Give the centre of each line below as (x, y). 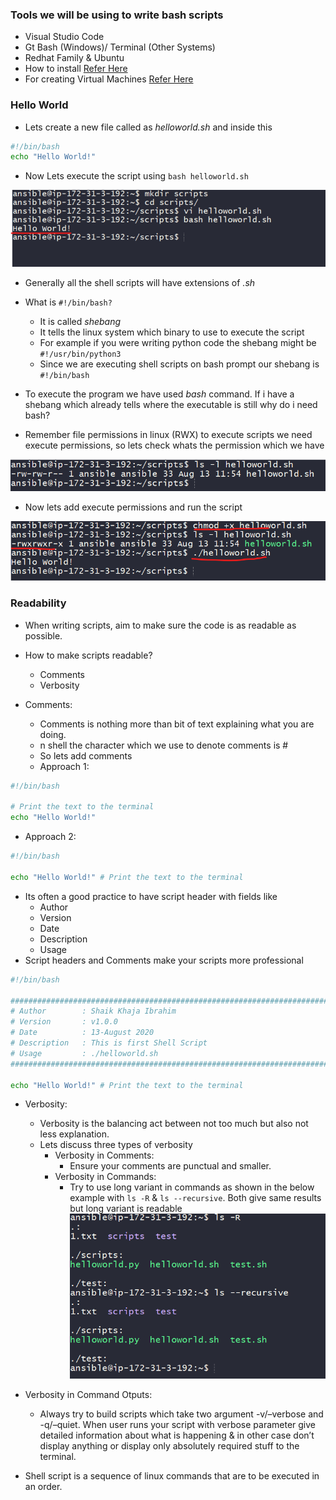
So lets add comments (86, 755)
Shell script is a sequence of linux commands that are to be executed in (172, 1476)
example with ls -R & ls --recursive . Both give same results (195, 1198)
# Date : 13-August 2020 (82, 1033)
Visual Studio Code (64, 37)
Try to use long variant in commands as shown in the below (192, 1187)
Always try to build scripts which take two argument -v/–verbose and (181, 1414)
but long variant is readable (126, 1209)
